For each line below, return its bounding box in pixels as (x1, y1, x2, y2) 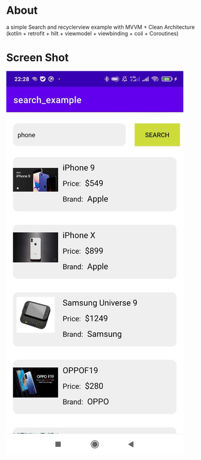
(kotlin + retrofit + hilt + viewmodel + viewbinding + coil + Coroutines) (6, 29, 179, 37)
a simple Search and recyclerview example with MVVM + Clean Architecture (6, 23, 195, 31)
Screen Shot (6, 51, 69, 65)
